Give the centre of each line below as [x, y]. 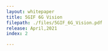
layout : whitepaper [30, 12]
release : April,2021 [32, 28]
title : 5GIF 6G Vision [34, 17]
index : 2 [17, 34]
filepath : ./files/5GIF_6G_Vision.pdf [54, 23]
